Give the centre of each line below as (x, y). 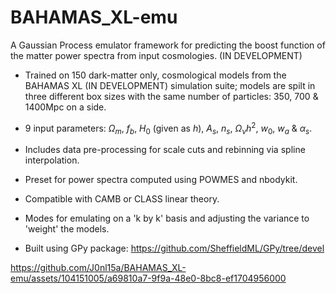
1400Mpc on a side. (65, 107)
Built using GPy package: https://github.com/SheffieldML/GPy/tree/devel (174, 248)
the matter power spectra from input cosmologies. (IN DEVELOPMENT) (156, 55)
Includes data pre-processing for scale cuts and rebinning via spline (165, 150)
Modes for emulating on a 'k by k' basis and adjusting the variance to (167, 218)
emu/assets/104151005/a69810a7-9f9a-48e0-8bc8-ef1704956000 (148, 278)
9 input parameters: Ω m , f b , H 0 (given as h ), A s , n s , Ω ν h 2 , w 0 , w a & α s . (168, 128)
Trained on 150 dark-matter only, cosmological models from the (155, 75)
